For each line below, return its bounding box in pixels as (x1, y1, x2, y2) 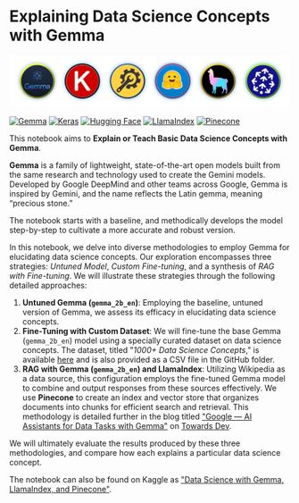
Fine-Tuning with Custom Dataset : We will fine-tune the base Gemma (21, 325, 281, 336)
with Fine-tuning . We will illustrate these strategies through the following (9, 270, 276, 281)
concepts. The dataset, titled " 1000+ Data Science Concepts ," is (21, 344, 260, 355)
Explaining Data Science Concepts (9, 6, 270, 27)
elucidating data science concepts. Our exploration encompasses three (9, 251, 272, 262)
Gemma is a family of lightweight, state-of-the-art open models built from (9, 159, 281, 171)
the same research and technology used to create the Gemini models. (9, 169, 266, 180)
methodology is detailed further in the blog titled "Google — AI (21, 411, 253, 422)
